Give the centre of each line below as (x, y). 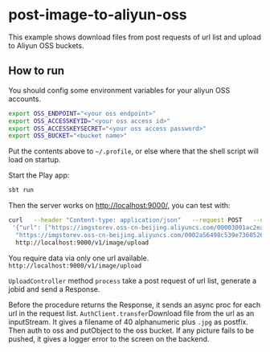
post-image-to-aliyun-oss (98, 15)
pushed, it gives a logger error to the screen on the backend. (109, 338)
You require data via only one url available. (79, 258)
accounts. (25, 99)
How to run (37, 71)
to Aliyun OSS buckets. (46, 45)
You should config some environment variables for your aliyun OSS (119, 90)
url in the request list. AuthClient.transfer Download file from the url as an (131, 313)
